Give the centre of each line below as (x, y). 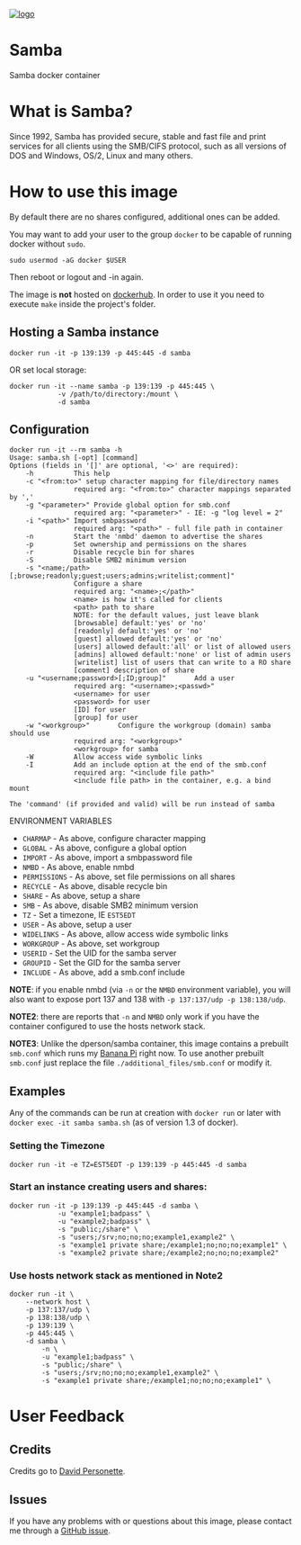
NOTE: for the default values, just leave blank (166, 615)
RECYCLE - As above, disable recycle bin (95, 886)
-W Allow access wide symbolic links (114, 757)
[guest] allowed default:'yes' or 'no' (148, 639)
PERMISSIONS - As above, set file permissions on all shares (128, 876)
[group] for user (106, 718)
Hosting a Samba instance (84, 332)
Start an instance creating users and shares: (108, 1187)
